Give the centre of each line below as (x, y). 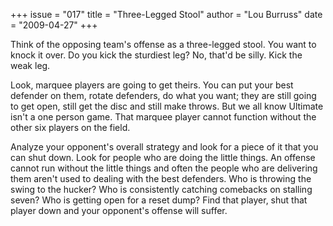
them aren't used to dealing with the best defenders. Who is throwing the (161, 178)
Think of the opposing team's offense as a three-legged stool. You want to (163, 44)
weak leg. (30, 65)
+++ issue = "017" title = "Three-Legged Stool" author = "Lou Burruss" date (166, 14)
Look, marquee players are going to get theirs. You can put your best (152, 85)
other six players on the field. (70, 127)
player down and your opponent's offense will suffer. (119, 210)
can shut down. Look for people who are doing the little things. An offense (163, 157)
